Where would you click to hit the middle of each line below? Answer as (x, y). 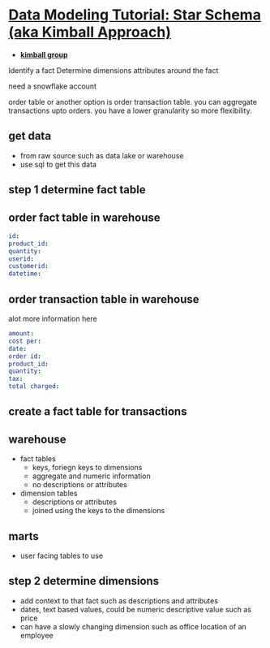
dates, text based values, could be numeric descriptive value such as (136, 609)
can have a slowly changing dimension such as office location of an (133, 626)
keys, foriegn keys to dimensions (87, 468)
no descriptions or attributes (79, 485)
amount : (21, 334)
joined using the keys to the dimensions (99, 511)
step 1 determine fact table (77, 190)
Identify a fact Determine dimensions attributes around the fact (114, 70)
